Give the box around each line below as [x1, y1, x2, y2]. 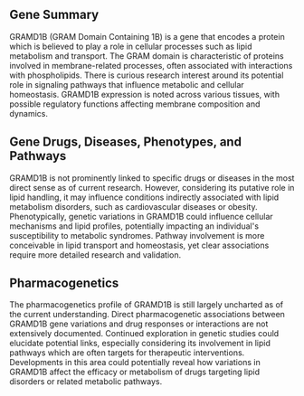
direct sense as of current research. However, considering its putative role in [9, 182, 295, 193]
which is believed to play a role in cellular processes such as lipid [9, 41, 252, 52]
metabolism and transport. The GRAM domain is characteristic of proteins [9, 50, 284, 61]
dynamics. [9, 108, 48, 118]
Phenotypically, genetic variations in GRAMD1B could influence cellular [9, 211, 273, 222]
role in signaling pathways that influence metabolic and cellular [9, 79, 244, 90]
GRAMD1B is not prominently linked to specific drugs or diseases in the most [9, 172, 295, 184]
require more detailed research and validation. [9, 249, 182, 260]
